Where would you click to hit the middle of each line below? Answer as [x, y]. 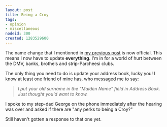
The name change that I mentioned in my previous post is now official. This [84, 53]
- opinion [16, 24]
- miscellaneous [22, 29]
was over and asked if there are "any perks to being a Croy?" [69, 109]
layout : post [19, 10]
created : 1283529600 [27, 39]
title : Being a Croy [27, 15]
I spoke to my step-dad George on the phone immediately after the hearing [84, 104]
